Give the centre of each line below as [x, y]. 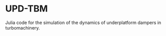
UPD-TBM [27, 9]
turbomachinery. [23, 27]
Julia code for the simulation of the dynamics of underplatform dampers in [83, 22]
